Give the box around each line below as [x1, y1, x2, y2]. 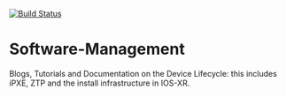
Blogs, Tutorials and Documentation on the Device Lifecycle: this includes [9, 68, 277, 78]
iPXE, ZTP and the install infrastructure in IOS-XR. [9, 78, 190, 88]
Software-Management [9, 40, 186, 59]
